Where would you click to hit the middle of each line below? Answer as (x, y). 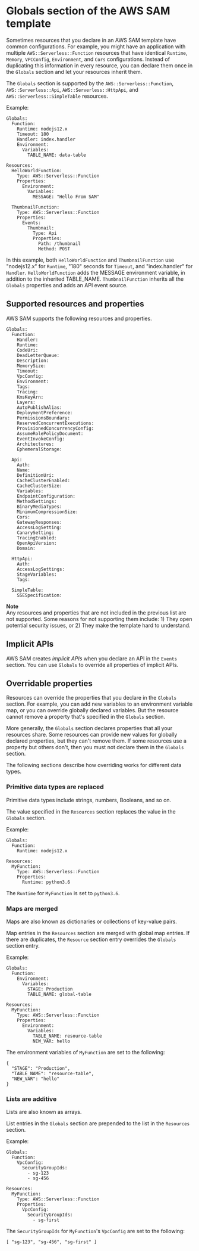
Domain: (26, 548)
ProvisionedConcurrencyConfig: (56, 428)
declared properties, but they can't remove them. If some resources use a (97, 741)
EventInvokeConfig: (41, 439)
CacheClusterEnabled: (43, 480)
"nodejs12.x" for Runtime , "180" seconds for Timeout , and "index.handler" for (99, 266)
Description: (33, 361)
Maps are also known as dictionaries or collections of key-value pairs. (91, 921)
